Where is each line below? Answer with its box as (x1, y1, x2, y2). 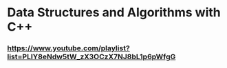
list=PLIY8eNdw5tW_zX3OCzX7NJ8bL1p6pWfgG (7, 52, 176, 62)
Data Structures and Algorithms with (7, 5, 221, 20)
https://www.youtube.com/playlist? (7, 44, 131, 53)
